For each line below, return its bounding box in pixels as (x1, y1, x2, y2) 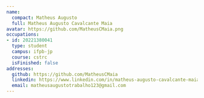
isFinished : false (12, 60, 59, 66)
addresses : (6, 65, 34, 72)
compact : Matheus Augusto (12, 15, 78, 21)
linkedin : (12, 77, 36, 83)
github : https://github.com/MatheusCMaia (12, 71, 118, 77)
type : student (12, 43, 47, 49)
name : (6, 9, 20, 15)
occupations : (6, 32, 39, 38)
